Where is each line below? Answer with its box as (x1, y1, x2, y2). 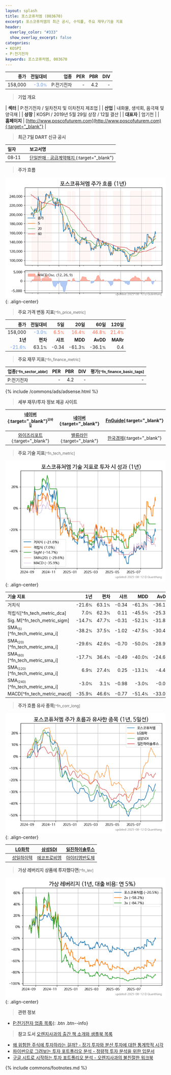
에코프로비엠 (37, 855, 62, 861)
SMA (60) (7, 651, 24, 658)
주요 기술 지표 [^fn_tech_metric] (17, 449, 75, 456)
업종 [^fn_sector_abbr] (7, 368, 48, 374)
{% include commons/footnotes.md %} (5, 1064, 88, 1071)
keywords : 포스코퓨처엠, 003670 (5, 57, 68, 62)
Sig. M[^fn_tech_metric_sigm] (7, 617, 70, 623)
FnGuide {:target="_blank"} (105, 417, 164, 423)
